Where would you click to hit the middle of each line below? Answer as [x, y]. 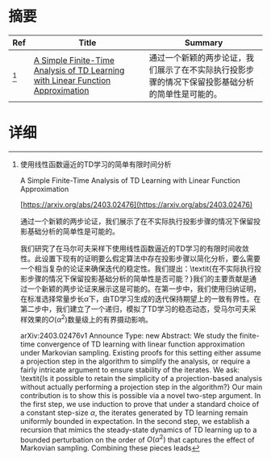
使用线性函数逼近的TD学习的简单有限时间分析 [96, 164]
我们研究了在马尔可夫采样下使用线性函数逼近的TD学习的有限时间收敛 [134, 248]
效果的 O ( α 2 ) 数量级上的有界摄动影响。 [90, 318]
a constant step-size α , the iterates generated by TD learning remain [134, 413]
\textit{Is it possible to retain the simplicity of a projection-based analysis [141, 378]
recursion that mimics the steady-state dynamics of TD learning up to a [138, 430]
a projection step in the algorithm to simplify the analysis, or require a [135, 361]
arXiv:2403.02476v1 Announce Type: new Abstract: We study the [129, 335]
